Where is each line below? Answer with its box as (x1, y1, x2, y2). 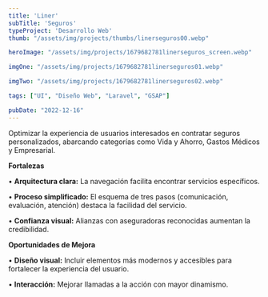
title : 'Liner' (8, 11, 59, 20)
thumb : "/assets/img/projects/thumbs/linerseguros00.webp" (8, 34, 210, 42)
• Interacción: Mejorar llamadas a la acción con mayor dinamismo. (8, 279, 229, 289)
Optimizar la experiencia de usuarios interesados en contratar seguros (8, 128, 241, 138)
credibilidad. (8, 224, 50, 234)
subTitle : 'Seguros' (8, 19, 78, 27)
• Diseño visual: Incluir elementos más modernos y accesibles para (8, 255, 232, 265)
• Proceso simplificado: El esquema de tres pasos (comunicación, (8, 191, 229, 201)
